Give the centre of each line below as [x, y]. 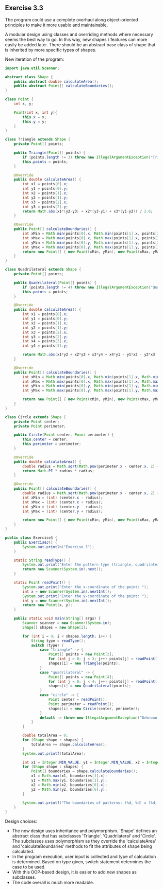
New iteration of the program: [35, 59]
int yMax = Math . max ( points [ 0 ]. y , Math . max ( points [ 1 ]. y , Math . [88, 391]
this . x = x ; [35, 117]
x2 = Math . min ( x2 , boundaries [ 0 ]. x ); [69, 785]
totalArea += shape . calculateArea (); [69, 744]
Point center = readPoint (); [78, 700]
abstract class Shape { [29, 77]
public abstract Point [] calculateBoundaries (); [64, 86]
